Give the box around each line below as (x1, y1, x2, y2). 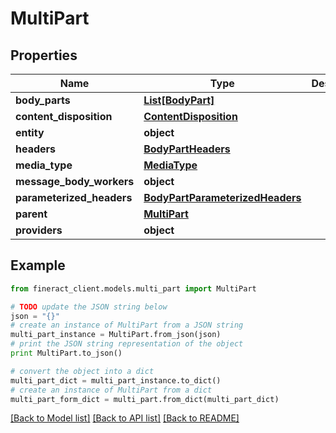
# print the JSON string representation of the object (10, 339, 244, 349)
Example (10, 257, 66, 274)
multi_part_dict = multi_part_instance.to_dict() (10, 375, 222, 386)
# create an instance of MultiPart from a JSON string (10, 320, 244, 331)
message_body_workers (15, 175, 135, 188)
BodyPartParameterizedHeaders (143, 191, 302, 204)
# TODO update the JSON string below (10, 302, 168, 312)
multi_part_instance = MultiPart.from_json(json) (10, 330, 222, 340)
